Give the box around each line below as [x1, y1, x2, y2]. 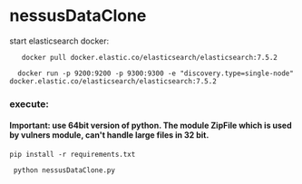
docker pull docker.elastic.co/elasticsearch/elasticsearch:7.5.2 [21, 53, 278, 62]
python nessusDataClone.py [13, 166, 116, 175]
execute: [9, 97, 50, 110]
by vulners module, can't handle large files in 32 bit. [9, 130, 209, 140]
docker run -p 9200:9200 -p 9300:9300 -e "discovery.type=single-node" [17, 69, 295, 78]
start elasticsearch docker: [9, 35, 110, 46]
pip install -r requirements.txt [9, 150, 136, 160]
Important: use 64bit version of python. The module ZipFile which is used [9, 120, 292, 131]
